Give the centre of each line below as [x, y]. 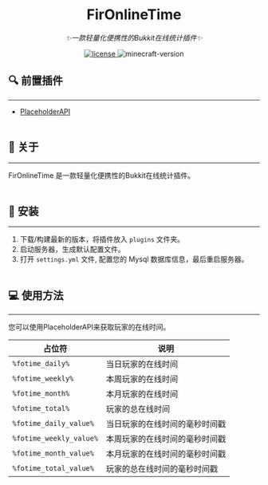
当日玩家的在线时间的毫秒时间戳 [166, 424]
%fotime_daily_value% [53, 424]
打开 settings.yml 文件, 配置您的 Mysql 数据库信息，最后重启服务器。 [134, 259]
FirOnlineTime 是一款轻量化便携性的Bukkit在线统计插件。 [102, 175]
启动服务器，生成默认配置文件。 [72, 250]
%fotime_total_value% [53, 469]
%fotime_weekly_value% [55, 439]
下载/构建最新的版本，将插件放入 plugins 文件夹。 [102, 239]
